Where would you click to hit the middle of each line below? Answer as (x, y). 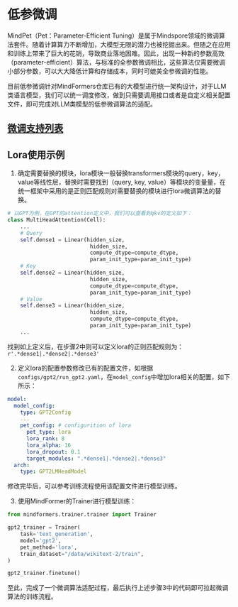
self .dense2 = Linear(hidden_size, (73, 273)
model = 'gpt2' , (41, 540)
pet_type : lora (49, 432)
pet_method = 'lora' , (49, 547)
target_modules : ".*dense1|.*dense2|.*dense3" (96, 459)
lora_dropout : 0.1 (53, 452)
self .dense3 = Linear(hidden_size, (73, 306)
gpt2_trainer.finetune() (44, 573)
